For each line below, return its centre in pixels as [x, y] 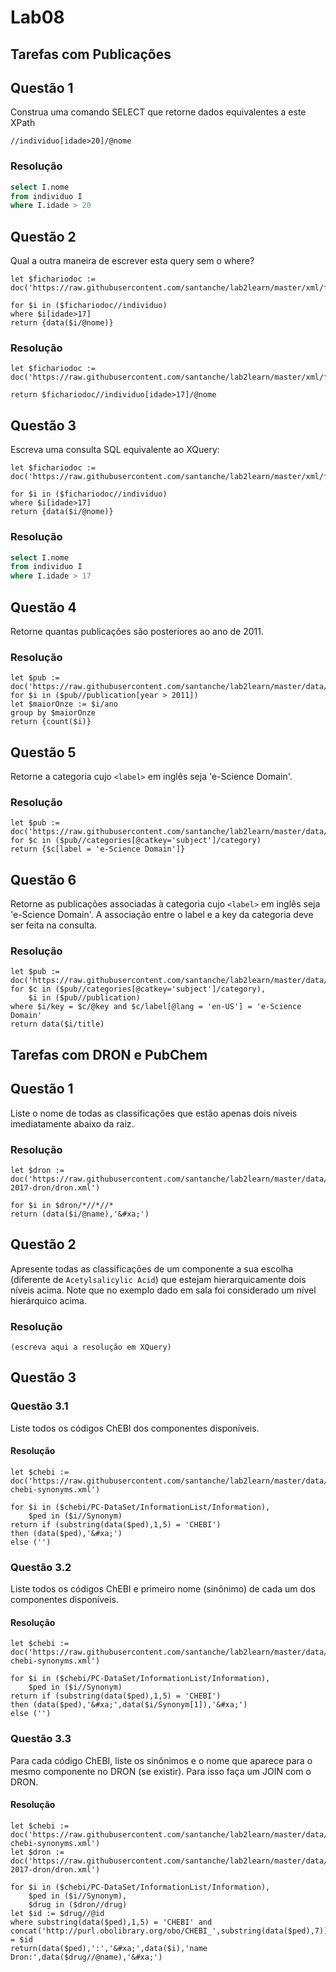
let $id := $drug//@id [57, 1913]
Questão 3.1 [39, 1406]
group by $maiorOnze [53, 713]
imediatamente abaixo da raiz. [72, 1123]
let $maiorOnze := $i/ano [64, 704]
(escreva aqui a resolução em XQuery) [91, 1347]
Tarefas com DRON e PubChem [109, 1054]
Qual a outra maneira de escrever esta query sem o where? [132, 261]
